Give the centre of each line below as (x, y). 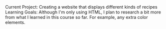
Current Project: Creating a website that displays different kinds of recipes (82, 7)
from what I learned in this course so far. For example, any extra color (77, 17)
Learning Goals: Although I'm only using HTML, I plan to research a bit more (83, 12)
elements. (15, 22)
